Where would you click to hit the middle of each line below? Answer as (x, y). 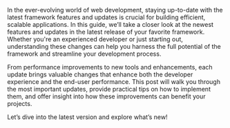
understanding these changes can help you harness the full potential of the (114, 46)
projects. (20, 104)
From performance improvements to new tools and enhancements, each (110, 67)
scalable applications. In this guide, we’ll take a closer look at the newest (111, 24)
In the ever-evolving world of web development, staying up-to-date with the (115, 10)
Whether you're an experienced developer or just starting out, (95, 39)
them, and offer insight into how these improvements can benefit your (106, 96)
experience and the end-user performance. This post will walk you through (114, 82)
